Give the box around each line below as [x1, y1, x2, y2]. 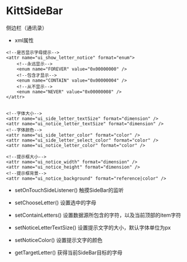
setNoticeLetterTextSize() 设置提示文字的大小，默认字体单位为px [14, 224, 171, 231]
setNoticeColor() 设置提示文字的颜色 [14, 236, 103, 243]
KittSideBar [6, 4, 63, 18]
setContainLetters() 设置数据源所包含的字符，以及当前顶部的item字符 [14, 211, 182, 219]
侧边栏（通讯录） [6, 24, 47, 31]
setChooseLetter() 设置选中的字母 [14, 199, 97, 206]
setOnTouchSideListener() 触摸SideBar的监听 [14, 186, 124, 193]
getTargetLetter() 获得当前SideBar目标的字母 [14, 248, 123, 256]
